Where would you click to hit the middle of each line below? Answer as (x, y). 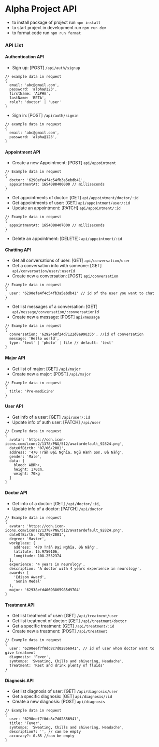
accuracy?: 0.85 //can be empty (42, 736)
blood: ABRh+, (28, 465)
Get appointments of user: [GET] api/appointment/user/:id (71, 203)
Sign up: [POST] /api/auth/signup (46, 68)
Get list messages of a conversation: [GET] (55, 306)
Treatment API (20, 605)
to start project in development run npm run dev (59, 27)
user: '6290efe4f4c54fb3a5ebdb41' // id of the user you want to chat (82, 293)
